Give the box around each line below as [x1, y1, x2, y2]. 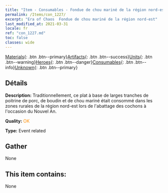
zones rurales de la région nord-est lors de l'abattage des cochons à [5, 103, 146, 109]
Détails [5, 79, 27, 88]
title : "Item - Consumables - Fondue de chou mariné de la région [5, 7, 146, 13]
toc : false [5, 36, 28, 41]
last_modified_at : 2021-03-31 [5, 21, 68, 27]
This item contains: [5, 170, 66, 178]
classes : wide [5, 40, 35, 45]
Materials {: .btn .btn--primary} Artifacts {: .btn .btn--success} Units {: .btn [5, 54, 152, 60]
